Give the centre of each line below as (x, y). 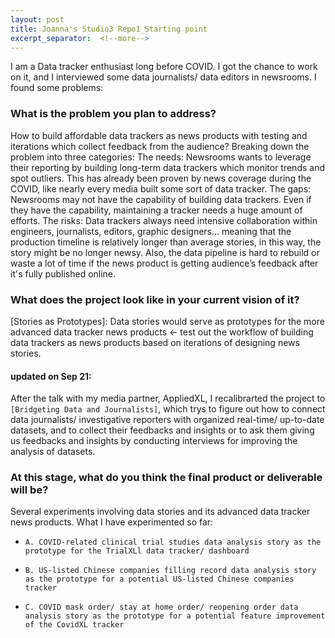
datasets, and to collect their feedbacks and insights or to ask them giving (162, 430)
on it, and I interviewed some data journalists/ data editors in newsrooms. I (163, 77)
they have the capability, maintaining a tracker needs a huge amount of (156, 210)
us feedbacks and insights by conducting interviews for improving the (154, 441)
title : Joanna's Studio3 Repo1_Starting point (109, 29)
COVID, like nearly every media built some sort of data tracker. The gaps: (161, 188)
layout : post (37, 19)
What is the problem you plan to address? (113, 114)
